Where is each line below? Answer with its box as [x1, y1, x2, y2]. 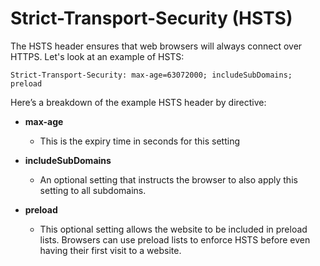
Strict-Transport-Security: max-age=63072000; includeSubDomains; [10, 70, 293, 80]
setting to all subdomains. [39, 184, 147, 196]
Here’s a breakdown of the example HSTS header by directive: [10, 96, 267, 108]
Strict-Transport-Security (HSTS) [10, 7, 293, 30]
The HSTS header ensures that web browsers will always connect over [10, 40, 303, 52]
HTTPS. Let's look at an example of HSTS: [10, 50, 185, 62]
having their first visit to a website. [39, 244, 182, 256]
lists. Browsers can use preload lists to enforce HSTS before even [39, 233, 311, 246]
